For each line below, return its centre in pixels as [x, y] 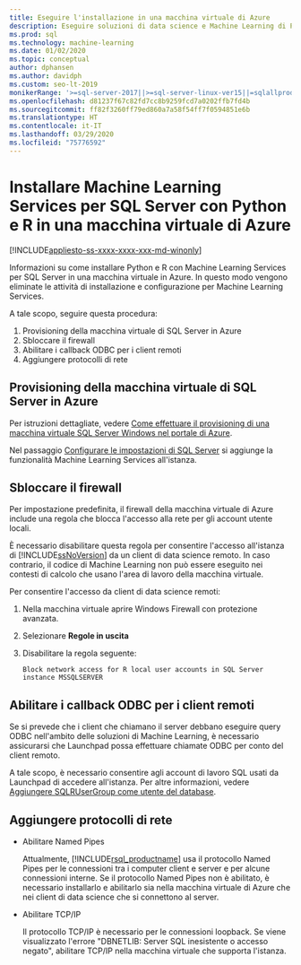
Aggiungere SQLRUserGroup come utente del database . [113, 792]
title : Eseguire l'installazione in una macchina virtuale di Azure [140, 17]
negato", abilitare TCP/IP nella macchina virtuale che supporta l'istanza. [154, 951]
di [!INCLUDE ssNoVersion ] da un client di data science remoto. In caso [140, 555]
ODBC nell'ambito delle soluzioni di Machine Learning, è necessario [134, 736]
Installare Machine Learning [116, 187]
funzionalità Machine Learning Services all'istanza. [103, 459]
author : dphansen [42, 68]
